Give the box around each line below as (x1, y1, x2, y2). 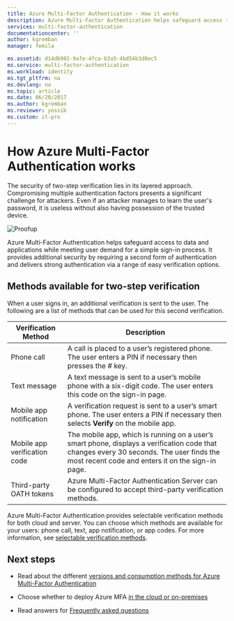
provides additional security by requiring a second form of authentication (7, 252, 217, 261)
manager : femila (7, 43, 54, 49)
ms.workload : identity (7, 68, 73, 75)
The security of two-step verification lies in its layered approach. (7, 181, 193, 190)
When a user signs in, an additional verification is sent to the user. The (7, 299, 209, 307)
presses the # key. (67, 360, 127, 370)
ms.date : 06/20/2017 (7, 94, 68, 101)
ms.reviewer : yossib (7, 107, 68, 114)
